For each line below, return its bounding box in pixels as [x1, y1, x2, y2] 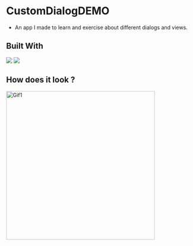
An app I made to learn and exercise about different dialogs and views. [14, 24, 188, 31]
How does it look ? [6, 75, 75, 85]
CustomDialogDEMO [6, 4, 110, 18]
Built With [6, 41, 43, 51]
